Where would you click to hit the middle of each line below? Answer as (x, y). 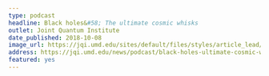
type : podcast (32, 15)
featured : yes (32, 60)
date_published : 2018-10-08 (55, 38)
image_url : (26, 45)
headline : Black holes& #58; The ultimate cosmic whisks (103, 23)
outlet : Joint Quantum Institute (64, 30)
